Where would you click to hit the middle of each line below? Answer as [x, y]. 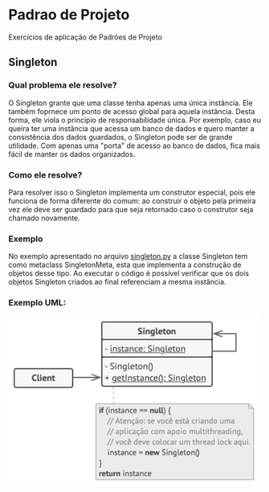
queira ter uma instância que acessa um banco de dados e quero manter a [131, 128]
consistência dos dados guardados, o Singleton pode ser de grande [120, 137]
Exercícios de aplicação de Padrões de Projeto [86, 37]
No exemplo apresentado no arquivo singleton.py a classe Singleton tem [128, 256]
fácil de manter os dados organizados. [72, 154]
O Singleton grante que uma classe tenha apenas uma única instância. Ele [130, 103]
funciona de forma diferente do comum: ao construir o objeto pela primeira [132, 201]
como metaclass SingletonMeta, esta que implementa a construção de [125, 265]
